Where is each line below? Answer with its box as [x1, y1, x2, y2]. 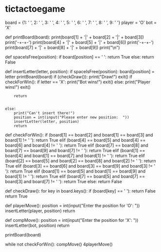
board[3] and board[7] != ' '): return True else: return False [5, 178, 123, 184]
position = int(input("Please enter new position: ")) [14, 115, 130, 120]
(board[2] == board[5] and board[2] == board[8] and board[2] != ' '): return [5, 157, 156, 164]
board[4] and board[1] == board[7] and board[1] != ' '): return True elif [5, 153, 145, 158]
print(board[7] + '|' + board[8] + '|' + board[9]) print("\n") [5, 44, 120, 50]
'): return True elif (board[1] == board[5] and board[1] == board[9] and [5, 168, 146, 174]
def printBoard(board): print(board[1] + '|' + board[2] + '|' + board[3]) [5, 34, 144, 40]
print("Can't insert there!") [14, 111, 75, 116]
